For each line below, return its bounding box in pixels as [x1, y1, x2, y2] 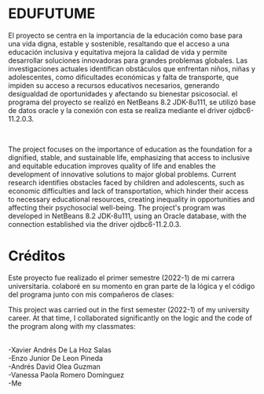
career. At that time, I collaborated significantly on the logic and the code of [8, 313, 253, 323]
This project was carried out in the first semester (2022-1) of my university [8, 305, 250, 314]
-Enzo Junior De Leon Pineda [8, 353, 104, 363]
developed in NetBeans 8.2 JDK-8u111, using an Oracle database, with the [8, 211, 247, 221]
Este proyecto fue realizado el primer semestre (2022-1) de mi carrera [8, 272, 236, 283]
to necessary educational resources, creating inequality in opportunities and [8, 194, 255, 204]
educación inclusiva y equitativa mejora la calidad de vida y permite [8, 47, 228, 57]
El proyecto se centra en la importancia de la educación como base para [8, 31, 243, 40]
